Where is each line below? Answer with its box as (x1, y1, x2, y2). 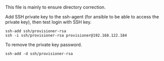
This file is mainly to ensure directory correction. (5, 4, 106, 10)
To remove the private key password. (5, 42, 82, 48)
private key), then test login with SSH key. (5, 19, 92, 25)
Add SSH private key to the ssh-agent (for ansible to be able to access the (5, 14, 159, 19)
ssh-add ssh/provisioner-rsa (5, 29, 66, 34)
